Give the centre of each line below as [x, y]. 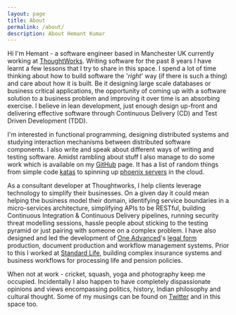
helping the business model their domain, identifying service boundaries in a [118, 201]
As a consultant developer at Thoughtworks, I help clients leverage [105, 186]
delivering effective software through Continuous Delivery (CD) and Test [112, 113]
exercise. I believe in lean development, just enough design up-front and [112, 106]
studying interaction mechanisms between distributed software [99, 142]
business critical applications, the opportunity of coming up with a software [117, 91]
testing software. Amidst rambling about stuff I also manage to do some [111, 157]
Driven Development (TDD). [48, 121]
